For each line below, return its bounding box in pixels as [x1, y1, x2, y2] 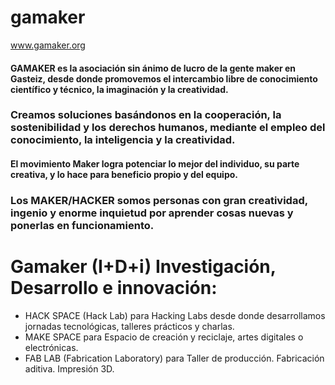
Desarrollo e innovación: [10, 277, 218, 300]
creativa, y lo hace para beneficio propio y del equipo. [10, 169, 238, 181]
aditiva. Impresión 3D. [24, 362, 115, 375]
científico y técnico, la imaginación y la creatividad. [10, 83, 229, 95]
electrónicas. [24, 341, 79, 353]
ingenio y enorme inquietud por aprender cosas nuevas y [10, 206, 294, 220]
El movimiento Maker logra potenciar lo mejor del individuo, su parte [10, 158, 300, 170]
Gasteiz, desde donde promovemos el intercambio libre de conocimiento [10, 72, 318, 85]
